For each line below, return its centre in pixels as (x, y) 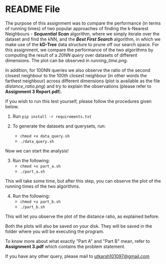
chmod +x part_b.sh (40, 202)
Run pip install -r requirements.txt (52, 116)
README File (33, 9)
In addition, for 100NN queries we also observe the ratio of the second (78, 70)
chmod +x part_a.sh (40, 166)
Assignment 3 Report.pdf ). (34, 91)
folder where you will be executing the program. (55, 231)
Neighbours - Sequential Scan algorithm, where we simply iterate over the (82, 34)
